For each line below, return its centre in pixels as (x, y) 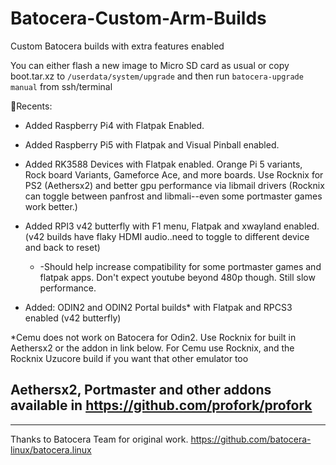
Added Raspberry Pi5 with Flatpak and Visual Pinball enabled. (152, 144)
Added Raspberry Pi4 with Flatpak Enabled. (114, 125)
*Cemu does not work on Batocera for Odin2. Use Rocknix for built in (153, 337)
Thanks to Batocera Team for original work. (99, 439)
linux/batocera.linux (51, 449)
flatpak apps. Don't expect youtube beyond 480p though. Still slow (177, 277)
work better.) (51, 206)
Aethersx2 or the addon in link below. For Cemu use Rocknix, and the (152, 348)
